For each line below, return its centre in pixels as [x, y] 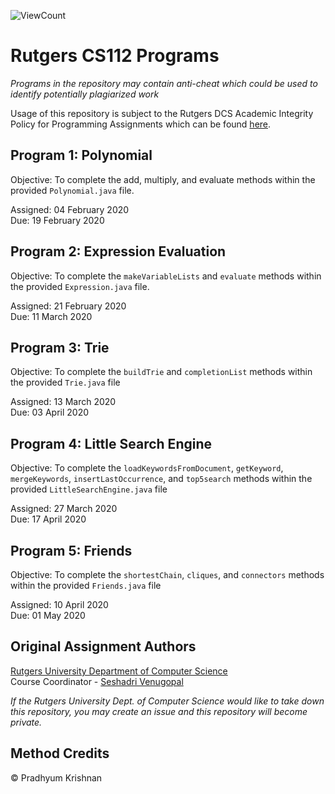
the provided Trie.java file [65, 382]
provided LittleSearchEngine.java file [89, 489]
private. [26, 722]
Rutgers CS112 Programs [115, 56]
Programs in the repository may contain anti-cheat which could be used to [164, 83]
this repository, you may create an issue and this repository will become [159, 711]
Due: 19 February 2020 [57, 220]
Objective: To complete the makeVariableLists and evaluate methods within [166, 276]
